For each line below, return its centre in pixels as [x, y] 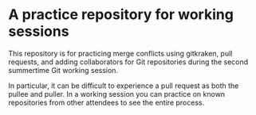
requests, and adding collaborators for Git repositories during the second [128, 62]
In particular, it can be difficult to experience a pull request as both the [124, 86]
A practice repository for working [121, 15]
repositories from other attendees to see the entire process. [106, 102]
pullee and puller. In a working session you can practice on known [117, 94]
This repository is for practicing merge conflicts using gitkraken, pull [120, 53]
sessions [39, 31]
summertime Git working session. [63, 70]
